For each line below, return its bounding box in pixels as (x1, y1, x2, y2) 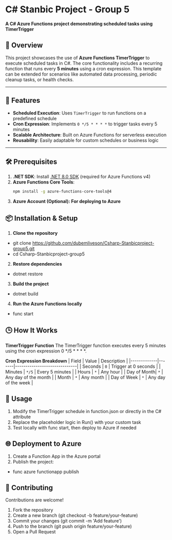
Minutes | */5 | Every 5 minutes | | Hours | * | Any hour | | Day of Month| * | (5, 368, 163, 375)
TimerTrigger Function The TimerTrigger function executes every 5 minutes (5, 342, 166, 348)
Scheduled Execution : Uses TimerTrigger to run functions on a (12, 109, 146, 116)
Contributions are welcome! (5, 497, 64, 503)
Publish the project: (12, 458, 54, 464)
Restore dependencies (12, 261, 62, 267)
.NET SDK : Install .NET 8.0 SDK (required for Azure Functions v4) (12, 174, 151, 180)
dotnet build (12, 291, 38, 297)
